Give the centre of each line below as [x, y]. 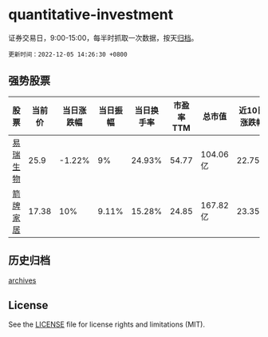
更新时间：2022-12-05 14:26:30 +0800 [68, 54]
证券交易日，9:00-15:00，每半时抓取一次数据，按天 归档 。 [103, 38]
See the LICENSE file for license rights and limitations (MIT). [107, 324]
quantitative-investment [91, 15]
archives [22, 280]
